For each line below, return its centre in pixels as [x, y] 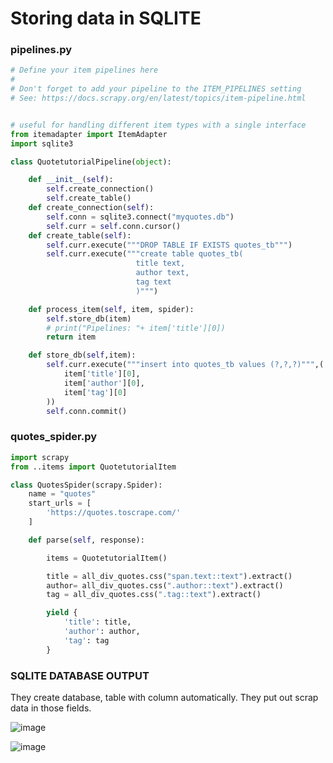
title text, [160, 263]
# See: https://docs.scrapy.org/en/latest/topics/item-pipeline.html [158, 98]
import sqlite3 [42, 143]
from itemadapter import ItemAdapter [89, 134]
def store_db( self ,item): [82, 355]
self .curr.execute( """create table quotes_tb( [145, 254]
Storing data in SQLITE [106, 18]
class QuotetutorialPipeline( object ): [91, 162]
